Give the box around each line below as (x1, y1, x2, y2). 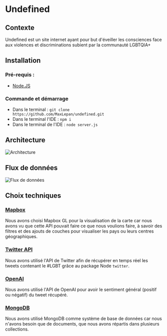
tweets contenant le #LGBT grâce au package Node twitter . (5, 263, 130, 269)
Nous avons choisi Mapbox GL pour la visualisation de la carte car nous (5, 218, 152, 224)
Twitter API (5, 246, 33, 253)
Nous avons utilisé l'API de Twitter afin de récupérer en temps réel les (5, 257, 148, 263)
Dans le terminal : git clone (12, 106, 70, 112)
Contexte (5, 23, 35, 32)
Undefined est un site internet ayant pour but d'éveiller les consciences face (5, 36, 162, 42)
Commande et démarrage (5, 95, 69, 102)
